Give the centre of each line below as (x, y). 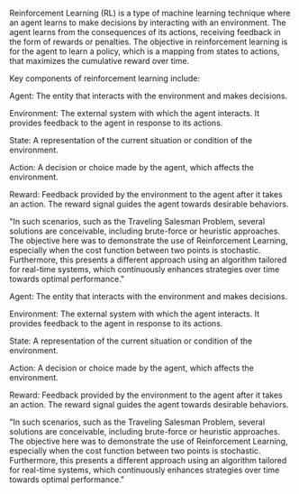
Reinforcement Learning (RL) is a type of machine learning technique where (150, 13)
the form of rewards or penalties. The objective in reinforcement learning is (149, 41)
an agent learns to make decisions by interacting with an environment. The (148, 23)
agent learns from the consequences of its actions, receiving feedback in (145, 32)
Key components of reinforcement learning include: (105, 78)
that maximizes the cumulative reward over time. (100, 61)
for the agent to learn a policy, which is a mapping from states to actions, (145, 51)
